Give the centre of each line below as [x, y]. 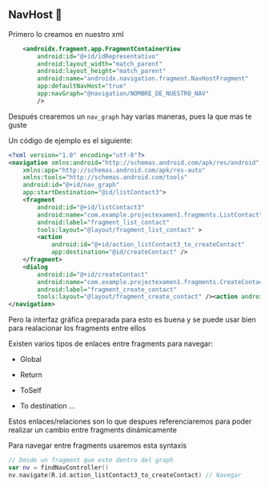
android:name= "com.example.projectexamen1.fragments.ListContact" [150, 215]
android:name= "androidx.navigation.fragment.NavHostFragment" [143, 79]
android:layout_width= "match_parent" [100, 64]
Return [31, 375]
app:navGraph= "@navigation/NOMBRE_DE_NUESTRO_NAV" [123, 94]
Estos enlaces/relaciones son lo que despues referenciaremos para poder [130, 421]
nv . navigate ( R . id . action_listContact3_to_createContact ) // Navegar [125, 475]
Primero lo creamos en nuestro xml [66, 34]
